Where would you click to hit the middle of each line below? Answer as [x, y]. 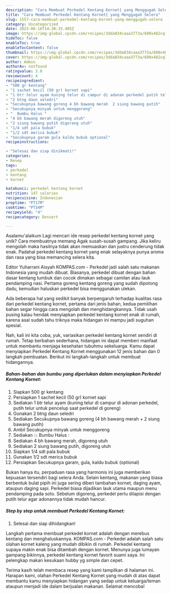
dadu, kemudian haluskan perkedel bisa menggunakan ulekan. [71, 289]
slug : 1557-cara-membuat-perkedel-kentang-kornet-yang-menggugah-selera [84, 19]
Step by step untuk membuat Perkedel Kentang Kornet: [65, 511]
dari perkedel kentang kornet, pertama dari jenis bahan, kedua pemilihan [82, 304]
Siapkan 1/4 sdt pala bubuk [41, 451]
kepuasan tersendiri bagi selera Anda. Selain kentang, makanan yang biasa [84, 478]
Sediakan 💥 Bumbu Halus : [41, 435]
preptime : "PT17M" [25, 203]
